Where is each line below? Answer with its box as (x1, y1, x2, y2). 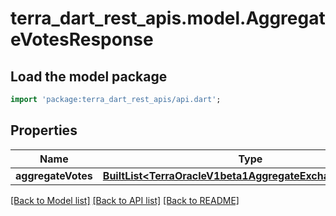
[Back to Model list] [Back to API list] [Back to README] (10, 194, 240, 206)
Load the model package (10, 68, 168, 85)
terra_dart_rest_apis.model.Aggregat (10, 7, 326, 30)
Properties (10, 122, 78, 139)
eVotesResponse (10, 28, 154, 51)
